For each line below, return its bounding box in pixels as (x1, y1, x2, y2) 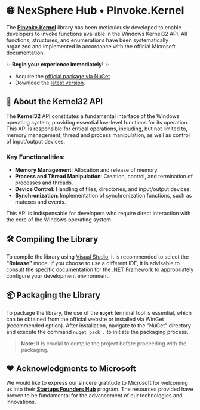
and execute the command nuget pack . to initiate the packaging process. (6, 328, 189, 335)
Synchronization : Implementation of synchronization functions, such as (14, 192, 192, 199)
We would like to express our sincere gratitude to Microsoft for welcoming (6, 379, 188, 387)
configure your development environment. (6, 272, 110, 279)
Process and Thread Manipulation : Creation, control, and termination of (14, 173, 193, 180)
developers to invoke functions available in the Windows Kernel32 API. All (6, 30, 187, 37)
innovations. (6, 399, 36, 406)
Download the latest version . (14, 79, 85, 86)
